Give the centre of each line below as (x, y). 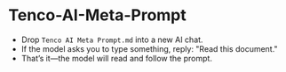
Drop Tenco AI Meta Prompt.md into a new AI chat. (112, 40)
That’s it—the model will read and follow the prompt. (116, 58)
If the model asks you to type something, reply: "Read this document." (149, 48)
